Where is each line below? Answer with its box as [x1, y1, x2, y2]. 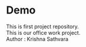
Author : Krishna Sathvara [6, 35, 69, 42]
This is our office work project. [6, 29, 81, 36]
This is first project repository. [6, 23, 80, 30]
